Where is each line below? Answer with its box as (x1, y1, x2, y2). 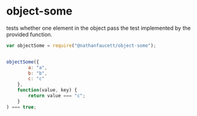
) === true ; (6, 104, 36, 110)
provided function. (6, 30, 53, 38)
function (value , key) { (17, 87, 78, 94)
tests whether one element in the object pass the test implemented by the (6, 24, 191, 32)
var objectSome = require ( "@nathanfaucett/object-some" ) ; (6, 43, 156, 49)
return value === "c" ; (28, 93, 86, 99)
